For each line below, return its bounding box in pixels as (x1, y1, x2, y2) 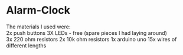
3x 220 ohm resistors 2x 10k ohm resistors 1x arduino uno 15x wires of (6, 35, 177, 43)
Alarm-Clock (6, 4, 71, 17)
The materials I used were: (6, 23, 71, 30)
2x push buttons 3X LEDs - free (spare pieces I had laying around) (6, 29, 167, 36)
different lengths (6, 42, 47, 49)
